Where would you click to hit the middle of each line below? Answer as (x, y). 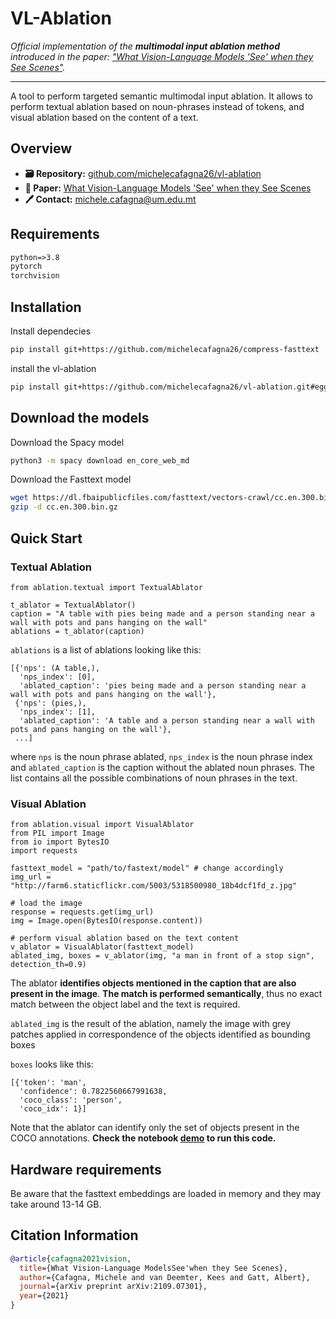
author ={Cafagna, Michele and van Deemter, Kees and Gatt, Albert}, (165, 1277)
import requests (44, 851)
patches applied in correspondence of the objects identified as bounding (160, 1034)
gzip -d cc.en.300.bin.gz (64, 507)
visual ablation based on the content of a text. (104, 117)
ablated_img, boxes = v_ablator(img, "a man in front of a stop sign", (162, 956)
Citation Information (74, 1235)
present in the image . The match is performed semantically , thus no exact (166, 994)
